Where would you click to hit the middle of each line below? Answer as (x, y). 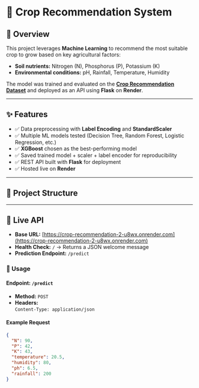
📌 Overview (28, 34)
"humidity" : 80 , (31, 363)
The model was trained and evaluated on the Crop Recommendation (90, 84)
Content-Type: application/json (54, 309)
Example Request (28, 323)
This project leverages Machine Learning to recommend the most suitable (97, 48)
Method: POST (31, 296)
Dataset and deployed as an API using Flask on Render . (75, 90)
